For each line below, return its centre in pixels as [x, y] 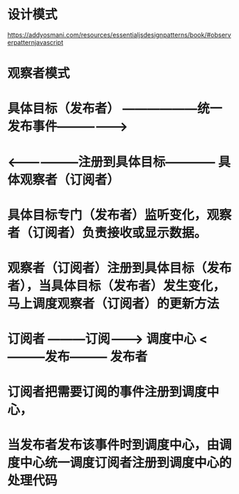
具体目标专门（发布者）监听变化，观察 [120, 215]
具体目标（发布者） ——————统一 [115, 109]
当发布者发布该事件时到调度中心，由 [113, 445]
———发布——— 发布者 [78, 357]
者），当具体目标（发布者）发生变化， [117, 285]
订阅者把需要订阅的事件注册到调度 [107, 392]
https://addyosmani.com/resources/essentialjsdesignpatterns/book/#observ [119, 35]
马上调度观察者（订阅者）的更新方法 [113, 303]
